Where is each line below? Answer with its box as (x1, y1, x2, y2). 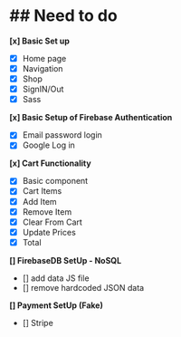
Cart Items (22, 186, 62, 197)
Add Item (22, 196, 57, 207)
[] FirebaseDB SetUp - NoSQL (9, 255, 122, 265)
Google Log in (22, 140, 75, 150)
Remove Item (22, 206, 72, 217)
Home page (22, 53, 67, 63)
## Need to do (9, 5, 118, 26)
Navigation (22, 63, 63, 73)
